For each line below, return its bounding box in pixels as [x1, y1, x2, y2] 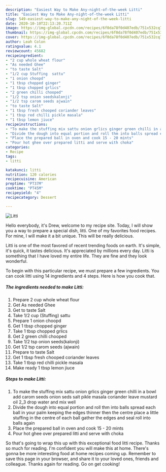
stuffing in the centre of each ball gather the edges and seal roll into [12, 415, 151, 421]
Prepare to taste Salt [12, 349, 55, 355]
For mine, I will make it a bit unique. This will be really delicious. [5, 233, 134, 239]
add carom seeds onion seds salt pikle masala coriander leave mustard [12, 394, 157, 399]
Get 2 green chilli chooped [12, 333, 67, 339]
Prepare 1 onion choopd [12, 318, 62, 324]
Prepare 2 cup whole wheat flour [12, 296, 80, 302]
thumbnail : [5, 30, 28, 35]
